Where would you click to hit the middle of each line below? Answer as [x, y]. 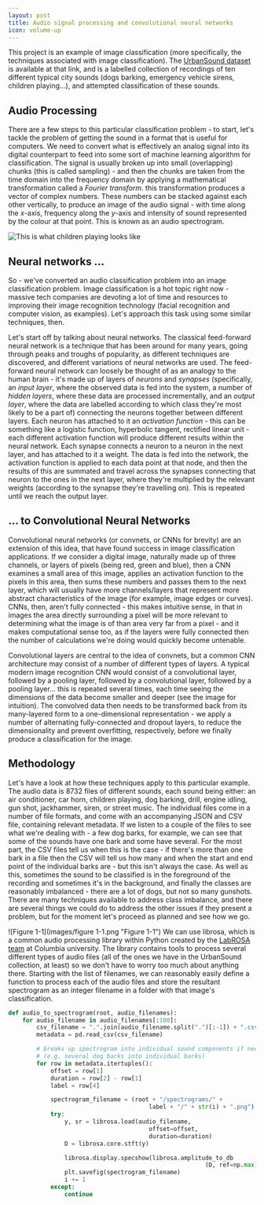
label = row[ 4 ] [75, 1085]
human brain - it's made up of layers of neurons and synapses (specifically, [130, 379]
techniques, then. [37, 322]
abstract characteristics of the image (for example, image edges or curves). [130, 598]
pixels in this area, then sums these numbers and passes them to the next [127, 581]
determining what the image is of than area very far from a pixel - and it [124, 623]
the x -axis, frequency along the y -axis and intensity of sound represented [128, 213]
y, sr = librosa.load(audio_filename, [128, 1122]
